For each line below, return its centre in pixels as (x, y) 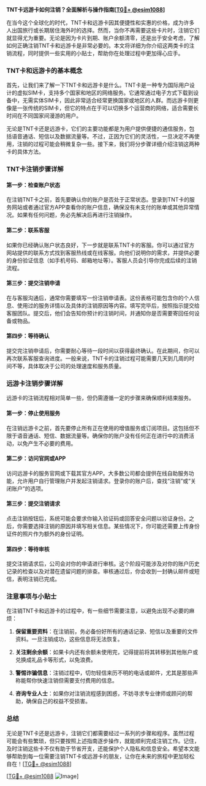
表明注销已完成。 (38, 579)
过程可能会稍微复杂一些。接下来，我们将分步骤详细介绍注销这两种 (116, 144)
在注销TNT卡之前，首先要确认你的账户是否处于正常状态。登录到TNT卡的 (98, 200)
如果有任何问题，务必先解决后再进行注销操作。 (76, 215)
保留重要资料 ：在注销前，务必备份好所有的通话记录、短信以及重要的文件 (106, 632)
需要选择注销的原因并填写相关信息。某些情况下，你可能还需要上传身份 (111, 526)
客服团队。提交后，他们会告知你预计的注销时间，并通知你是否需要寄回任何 (100, 313)
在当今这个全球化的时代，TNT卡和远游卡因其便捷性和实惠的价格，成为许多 (101, 23)
